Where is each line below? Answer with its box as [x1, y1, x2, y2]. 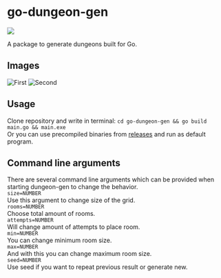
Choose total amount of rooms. [7, 210, 96, 218]
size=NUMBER [7, 190, 41, 197]
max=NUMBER [7, 244, 39, 250]
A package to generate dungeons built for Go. [7, 39, 138, 48]
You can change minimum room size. [7, 236, 112, 245]
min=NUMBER [7, 230, 39, 237]
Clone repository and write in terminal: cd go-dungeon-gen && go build [7, 117, 207, 125]
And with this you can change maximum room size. [7, 250, 152, 258]
